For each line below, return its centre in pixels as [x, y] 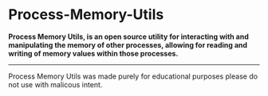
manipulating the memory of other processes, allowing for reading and [128, 44]
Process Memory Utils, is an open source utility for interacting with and [128, 36]
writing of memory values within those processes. [93, 53]
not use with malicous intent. [55, 84]
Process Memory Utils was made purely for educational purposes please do [133, 76]
